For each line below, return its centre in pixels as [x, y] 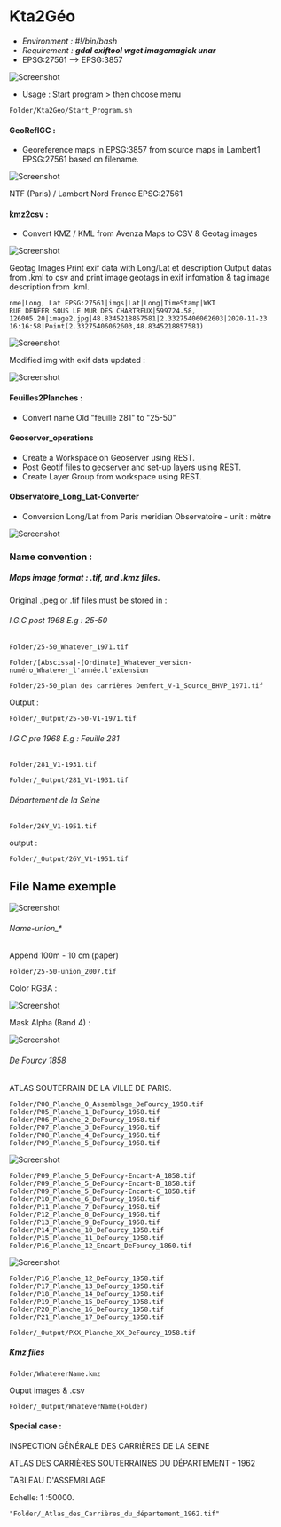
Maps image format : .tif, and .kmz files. [85, 578]
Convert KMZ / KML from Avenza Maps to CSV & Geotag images [140, 233]
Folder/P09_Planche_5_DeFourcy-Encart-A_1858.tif [103, 1175]
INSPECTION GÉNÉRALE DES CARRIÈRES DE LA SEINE [109, 1445]
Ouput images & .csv [47, 1390]
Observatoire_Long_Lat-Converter [74, 497]
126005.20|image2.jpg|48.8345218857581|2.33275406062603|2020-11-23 [138, 319]
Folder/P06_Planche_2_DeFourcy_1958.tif [85, 1120]
